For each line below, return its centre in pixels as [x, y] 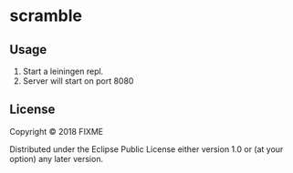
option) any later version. [56, 158]
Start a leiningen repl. [63, 71]
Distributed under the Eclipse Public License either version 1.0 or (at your [146, 149]
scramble [46, 16]
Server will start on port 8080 [78, 81]
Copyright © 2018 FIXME [57, 131]
